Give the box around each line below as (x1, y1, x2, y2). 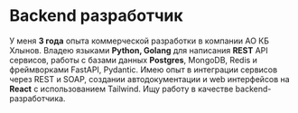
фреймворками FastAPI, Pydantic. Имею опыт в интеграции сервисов (9, 64, 278, 75)
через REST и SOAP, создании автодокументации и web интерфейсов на (9, 73, 291, 84)
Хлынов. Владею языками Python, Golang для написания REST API (9, 44, 268, 55)
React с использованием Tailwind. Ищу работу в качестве (9, 83, 234, 94)
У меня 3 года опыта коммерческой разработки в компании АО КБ (9, 35, 269, 46)
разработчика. (9, 92, 66, 104)
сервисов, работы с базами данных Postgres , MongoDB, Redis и (9, 54, 257, 65)
